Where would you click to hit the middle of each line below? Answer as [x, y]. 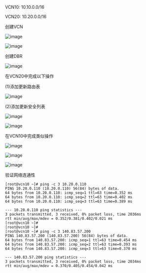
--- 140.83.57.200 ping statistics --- [46, 257]
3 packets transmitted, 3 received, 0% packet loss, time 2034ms [73, 262]
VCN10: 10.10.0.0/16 [25, 7]
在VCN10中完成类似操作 [29, 136]
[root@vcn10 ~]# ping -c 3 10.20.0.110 [46, 184]
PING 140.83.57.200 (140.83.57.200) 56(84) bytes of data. [67, 236]
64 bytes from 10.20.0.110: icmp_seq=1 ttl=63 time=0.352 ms [69, 193]
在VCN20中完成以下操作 [30, 76]
